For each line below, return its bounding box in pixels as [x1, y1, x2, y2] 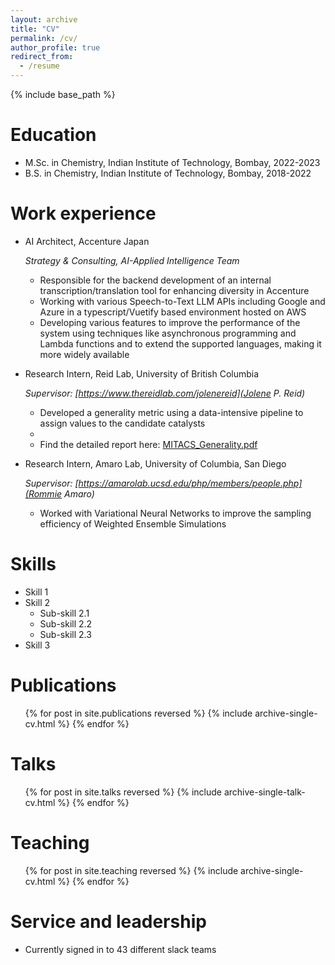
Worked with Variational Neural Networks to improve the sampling [39, 507, 312, 519]
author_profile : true [10, 42, 101, 53]
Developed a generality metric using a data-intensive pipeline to [39, 406, 304, 418]
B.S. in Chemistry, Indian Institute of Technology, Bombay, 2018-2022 [24, 167, 312, 179]
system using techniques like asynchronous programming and [39, 327, 297, 339]
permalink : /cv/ [10, 33, 78, 43]
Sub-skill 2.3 [39, 628, 92, 640]
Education [10, 124, 97, 146]
